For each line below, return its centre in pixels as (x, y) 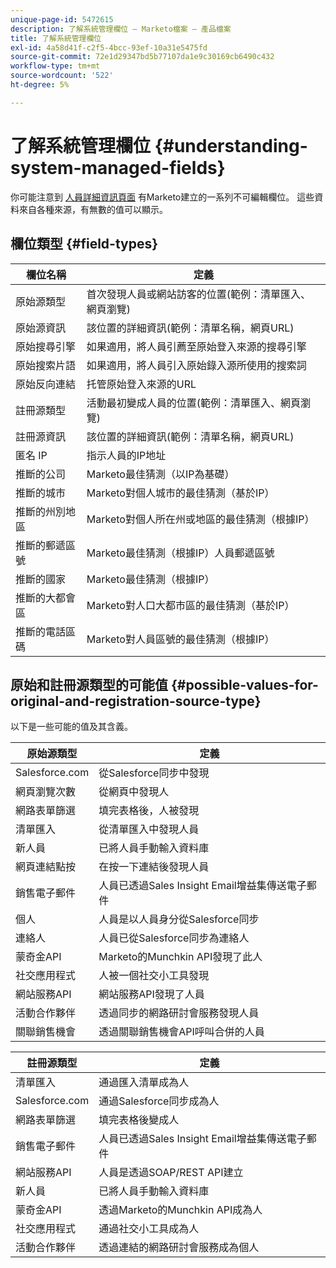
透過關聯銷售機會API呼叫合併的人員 (181, 1032)
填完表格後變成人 (139, 1120)
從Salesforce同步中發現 (154, 773)
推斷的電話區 (46, 631)
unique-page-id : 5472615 (62, 19)
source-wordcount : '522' (62, 76)
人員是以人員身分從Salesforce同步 (179, 919)
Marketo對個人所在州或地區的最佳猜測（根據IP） (200, 519)
